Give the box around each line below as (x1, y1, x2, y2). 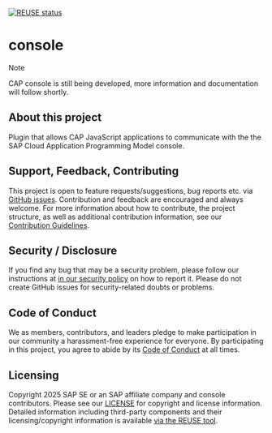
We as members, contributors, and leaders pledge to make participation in (8, 328, 257, 337)
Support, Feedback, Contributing (8, 165, 179, 178)
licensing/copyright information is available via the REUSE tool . (8, 416, 218, 425)
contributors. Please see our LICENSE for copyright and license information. (8, 398, 262, 408)
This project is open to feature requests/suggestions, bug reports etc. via (8, 186, 253, 195)
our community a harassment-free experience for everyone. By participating (8, 337, 264, 346)
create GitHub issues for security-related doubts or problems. (8, 282, 215, 292)
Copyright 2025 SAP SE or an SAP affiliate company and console (8, 390, 226, 399)
